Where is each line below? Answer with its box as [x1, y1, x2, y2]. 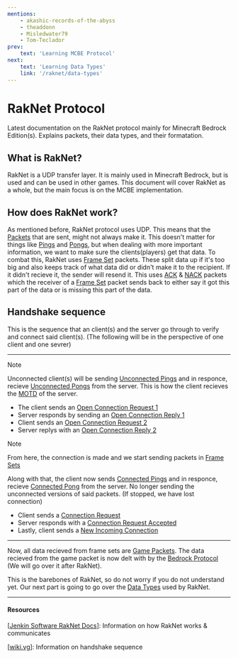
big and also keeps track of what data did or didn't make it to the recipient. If [7, 263, 230, 272]
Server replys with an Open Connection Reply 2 [17, 425, 157, 434]
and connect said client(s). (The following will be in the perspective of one [7, 332, 224, 341]
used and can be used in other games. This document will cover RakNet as [7, 178, 226, 187]
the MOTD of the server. [7, 389, 78, 397]
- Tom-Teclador [20, 37, 65, 44]
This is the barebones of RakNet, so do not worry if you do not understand [7, 575, 225, 583]
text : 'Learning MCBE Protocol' [20, 50, 115, 57]
